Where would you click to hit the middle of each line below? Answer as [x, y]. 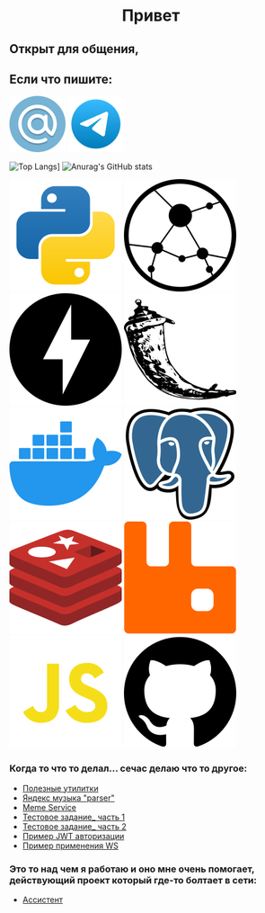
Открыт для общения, [74, 49]
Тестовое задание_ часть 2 [75, 826]
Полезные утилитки [60, 788]
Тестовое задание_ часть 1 [74, 817]
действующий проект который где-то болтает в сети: [133, 880]
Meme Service [49, 807]
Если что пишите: [61, 79]
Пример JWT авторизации [73, 836]
